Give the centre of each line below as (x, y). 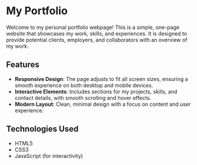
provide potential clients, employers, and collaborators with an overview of (97, 40)
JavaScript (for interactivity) (49, 156)
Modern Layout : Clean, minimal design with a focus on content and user (103, 104)
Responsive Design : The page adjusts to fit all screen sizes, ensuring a (101, 79)
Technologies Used (42, 129)
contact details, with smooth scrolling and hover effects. (83, 98)
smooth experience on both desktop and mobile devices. (84, 85)
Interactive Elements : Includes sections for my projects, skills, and (96, 91)
